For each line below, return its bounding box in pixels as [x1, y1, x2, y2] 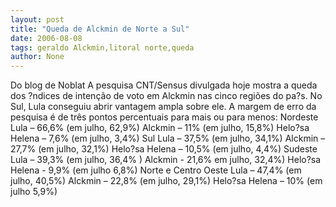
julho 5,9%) [10, 186, 58, 198]
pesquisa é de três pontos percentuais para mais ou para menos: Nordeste [10, 111, 319, 123]
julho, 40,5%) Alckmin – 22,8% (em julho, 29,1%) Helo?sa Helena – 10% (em [10, 175, 323, 187]
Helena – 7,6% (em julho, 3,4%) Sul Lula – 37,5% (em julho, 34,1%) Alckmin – [10, 132, 326, 145]
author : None [10, 52, 65, 62]
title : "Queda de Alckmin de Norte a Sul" [10, 24, 190, 34]
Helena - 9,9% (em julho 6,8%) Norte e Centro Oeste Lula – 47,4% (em [10, 164, 302, 176]
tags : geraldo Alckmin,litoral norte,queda [10, 42, 195, 53]
